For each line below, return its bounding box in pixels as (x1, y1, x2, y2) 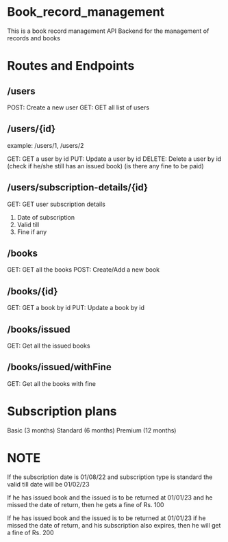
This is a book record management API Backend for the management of (7, 27, 210, 35)
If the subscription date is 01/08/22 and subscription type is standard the (7, 473, 213, 481)
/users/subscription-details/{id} (7, 182, 149, 194)
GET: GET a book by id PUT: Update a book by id (7, 304, 145, 312)
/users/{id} (7, 123, 56, 135)
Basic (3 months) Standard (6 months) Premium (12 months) (7, 426, 177, 435)
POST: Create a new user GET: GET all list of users (7, 103, 149, 112)
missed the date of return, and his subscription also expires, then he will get (7, 521, 221, 529)
